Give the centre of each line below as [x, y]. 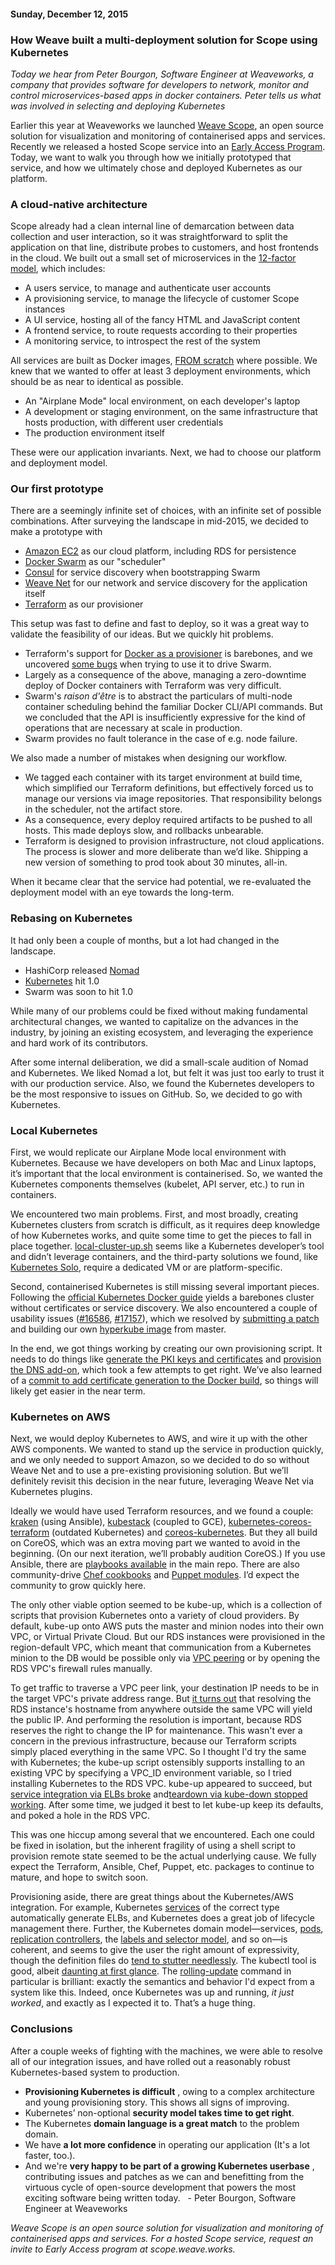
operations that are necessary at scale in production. [133, 728]
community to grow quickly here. [78, 1586]
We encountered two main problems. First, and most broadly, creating [154, 1214]
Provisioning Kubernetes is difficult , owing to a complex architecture [169, 2091]
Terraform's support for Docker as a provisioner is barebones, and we [168, 654]
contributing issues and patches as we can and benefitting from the [164, 2176]
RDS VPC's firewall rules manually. [81, 1669]
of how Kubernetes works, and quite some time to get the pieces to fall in [161, 1236]
